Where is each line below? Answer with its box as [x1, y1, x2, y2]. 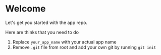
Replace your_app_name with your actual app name [12, 38, 117, 45]
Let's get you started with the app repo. [5, 19, 87, 25]
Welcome [5, 3, 46, 14]
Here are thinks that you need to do [5, 29, 79, 35]
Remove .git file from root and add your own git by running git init [12, 44, 156, 50]
